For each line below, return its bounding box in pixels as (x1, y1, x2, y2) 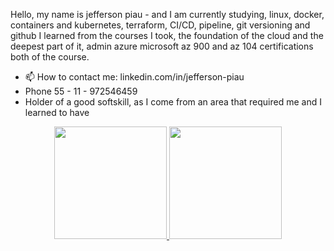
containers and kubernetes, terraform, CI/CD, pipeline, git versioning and (10, 19, 311, 31)
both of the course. (10, 51, 90, 63)
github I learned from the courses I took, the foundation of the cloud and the (10, 30, 324, 41)
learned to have (24, 107, 90, 118)
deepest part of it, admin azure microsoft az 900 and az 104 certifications (10, 40, 314, 52)
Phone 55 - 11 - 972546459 (24, 85, 138, 97)
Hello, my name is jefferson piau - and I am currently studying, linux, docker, (10, 9, 325, 20)
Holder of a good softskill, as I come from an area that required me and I (24, 96, 322, 108)
